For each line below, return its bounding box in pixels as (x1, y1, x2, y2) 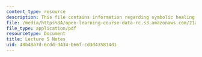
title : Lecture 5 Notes (6, 36, 66, 42)
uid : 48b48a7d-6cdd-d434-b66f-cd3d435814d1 (6, 42, 117, 48)
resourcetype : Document (6, 31, 66, 37)
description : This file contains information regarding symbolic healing (6, 14, 195, 20)
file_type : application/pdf (6, 25, 77, 31)
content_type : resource (6, 8, 66, 15)
